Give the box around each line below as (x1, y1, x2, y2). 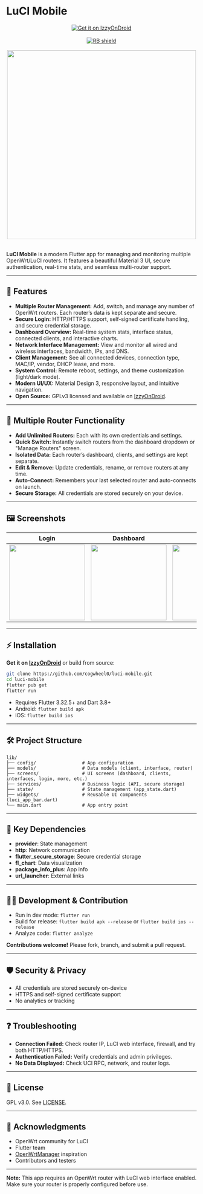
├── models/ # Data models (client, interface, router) (6, 765, 193, 771)
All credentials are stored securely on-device (14, 984, 127, 992)
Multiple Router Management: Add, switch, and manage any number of (14, 302, 195, 309)
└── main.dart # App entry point (6, 802, 129, 808)
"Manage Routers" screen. (14, 444, 82, 451)
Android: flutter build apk (14, 705, 85, 712)
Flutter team (14, 1144, 45, 1152)
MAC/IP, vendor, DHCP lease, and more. (14, 360, 115, 367)
